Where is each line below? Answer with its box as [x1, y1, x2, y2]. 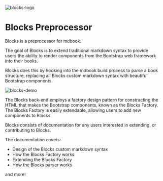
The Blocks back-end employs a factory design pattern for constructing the [5, 97, 159, 103]
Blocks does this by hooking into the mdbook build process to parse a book [5, 67, 159, 73]
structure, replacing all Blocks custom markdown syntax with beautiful [5, 73, 148, 78]
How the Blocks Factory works [12, 151, 75, 157]
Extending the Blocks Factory [12, 156, 72, 162]
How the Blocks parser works [12, 162, 72, 168]
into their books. [5, 58, 38, 64]
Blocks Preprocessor [5, 22, 93, 33]
